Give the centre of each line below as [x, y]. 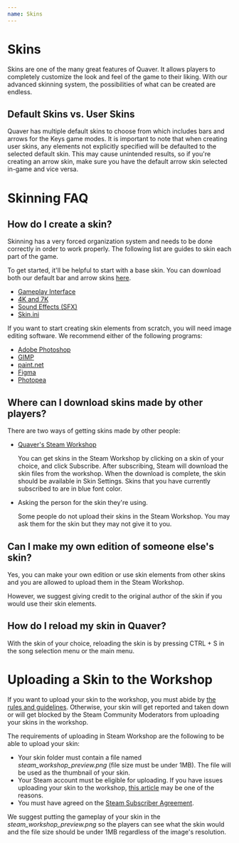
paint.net [31, 365]
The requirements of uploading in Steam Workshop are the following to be [116, 736]
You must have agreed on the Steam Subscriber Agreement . [106, 802]
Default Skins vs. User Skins [71, 114]
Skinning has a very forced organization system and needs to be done [110, 241]
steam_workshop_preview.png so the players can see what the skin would [116, 824]
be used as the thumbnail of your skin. [74, 772]
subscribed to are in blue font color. [70, 489]
